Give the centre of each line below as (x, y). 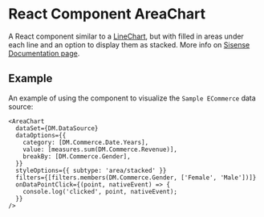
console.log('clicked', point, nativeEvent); (100, 191)
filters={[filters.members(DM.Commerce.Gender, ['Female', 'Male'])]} (136, 178)
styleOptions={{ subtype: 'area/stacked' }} (91, 170)
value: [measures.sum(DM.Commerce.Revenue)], (100, 149)
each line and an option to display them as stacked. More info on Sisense (129, 44)
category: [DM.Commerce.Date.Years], (86, 142)
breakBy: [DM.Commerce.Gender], (77, 156)
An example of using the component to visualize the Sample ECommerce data (132, 98)
